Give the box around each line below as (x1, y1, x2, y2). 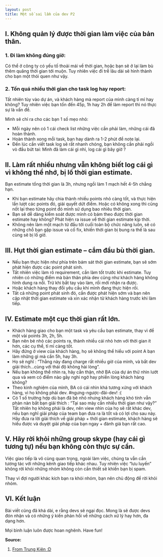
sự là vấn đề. (5, 107, 31, 113)
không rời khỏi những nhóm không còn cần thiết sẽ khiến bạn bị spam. (5, 466, 146, 472)
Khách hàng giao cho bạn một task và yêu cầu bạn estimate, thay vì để (12, 327, 154, 333)
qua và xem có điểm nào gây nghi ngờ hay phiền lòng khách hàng (12, 374, 145, 380)
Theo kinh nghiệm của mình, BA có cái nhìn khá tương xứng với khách (12, 384, 152, 390)
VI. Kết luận (5, 495, 41, 503)
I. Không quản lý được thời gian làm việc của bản (5, 30, 155, 38)
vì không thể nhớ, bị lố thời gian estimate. (5, 168, 133, 176)
